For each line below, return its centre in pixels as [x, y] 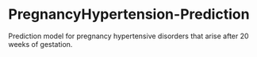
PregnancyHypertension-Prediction [129, 14]
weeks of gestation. [40, 44]
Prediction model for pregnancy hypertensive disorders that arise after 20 [128, 36]
